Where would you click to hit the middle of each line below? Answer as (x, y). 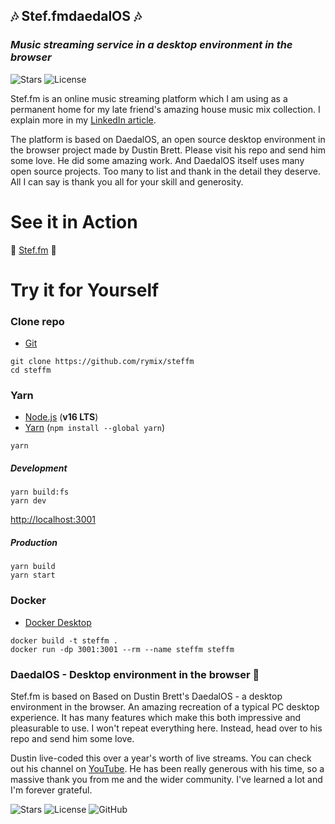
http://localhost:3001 (53, 520)
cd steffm (31, 370)
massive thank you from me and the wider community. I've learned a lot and (166, 779)
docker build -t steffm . (64, 640)
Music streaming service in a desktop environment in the (151, 45)
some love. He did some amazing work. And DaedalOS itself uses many (157, 160)
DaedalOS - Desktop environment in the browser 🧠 (135, 674)
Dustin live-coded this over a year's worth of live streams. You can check (161, 758)
